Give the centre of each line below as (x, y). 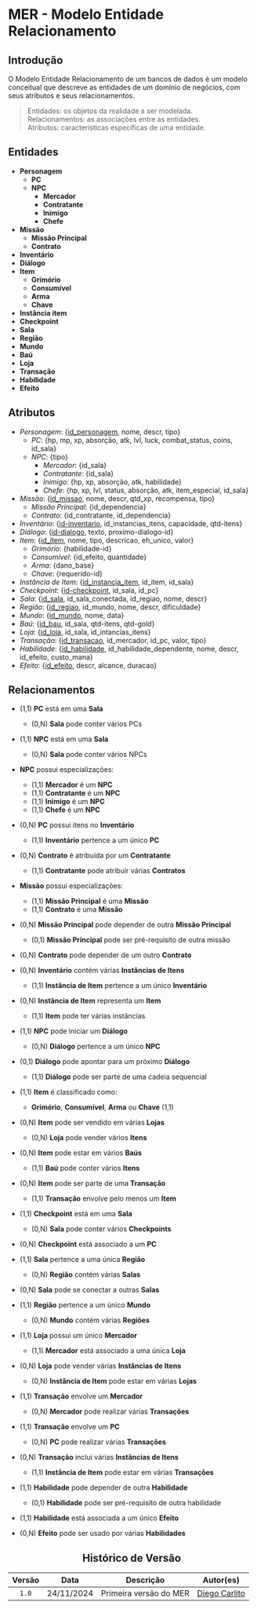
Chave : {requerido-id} (67, 573)
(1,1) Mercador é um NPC (72, 785)
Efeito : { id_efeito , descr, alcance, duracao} (88, 665)
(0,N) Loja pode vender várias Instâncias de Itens (100, 1366)
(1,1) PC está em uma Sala (61, 709)
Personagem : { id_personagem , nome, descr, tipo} (100, 432)
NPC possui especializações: (67, 770)
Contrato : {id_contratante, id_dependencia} (101, 515)
